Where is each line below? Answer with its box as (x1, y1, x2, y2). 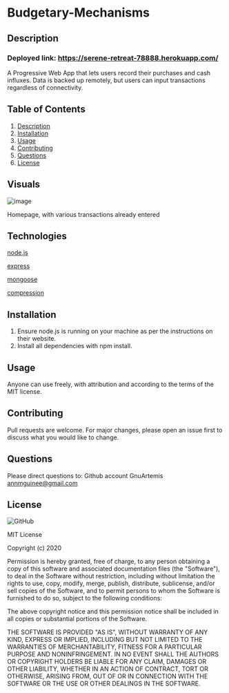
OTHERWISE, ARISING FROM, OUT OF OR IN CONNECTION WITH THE (7, 672, 208, 681)
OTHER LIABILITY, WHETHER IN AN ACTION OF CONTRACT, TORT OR (7, 665, 208, 673)
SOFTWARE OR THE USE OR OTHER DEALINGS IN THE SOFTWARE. (7, 679, 201, 688)
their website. (17, 334, 57, 343)
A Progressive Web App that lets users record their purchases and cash (7, 68, 211, 77)
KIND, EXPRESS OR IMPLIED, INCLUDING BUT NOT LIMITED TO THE (7, 636, 203, 644)
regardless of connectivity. (7, 83, 83, 91)
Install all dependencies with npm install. (17, 342, 132, 350)
